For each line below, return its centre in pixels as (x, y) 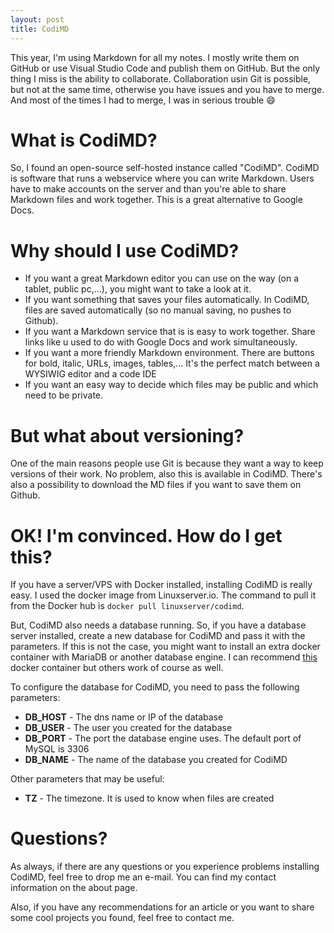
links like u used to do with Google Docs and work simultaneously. (161, 342)
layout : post (37, 19)
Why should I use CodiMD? (125, 250)
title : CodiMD (40, 29)
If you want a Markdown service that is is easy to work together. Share (170, 332)
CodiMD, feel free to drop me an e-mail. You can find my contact (143, 877)
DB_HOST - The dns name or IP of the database (124, 717)
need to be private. (64, 395)
